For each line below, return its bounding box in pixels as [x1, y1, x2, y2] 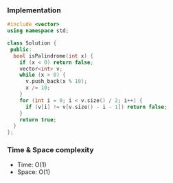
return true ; [19, 116, 57, 123]
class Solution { [7, 40, 57, 47]
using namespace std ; [7, 27, 69, 34]
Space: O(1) [16, 168, 51, 176]
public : [10, 46, 32, 53]
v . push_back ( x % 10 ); [25, 78, 88, 85]
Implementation [7, 5, 62, 15]
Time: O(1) [16, 160, 47, 169]
